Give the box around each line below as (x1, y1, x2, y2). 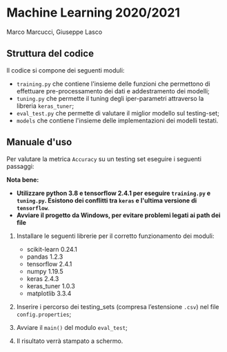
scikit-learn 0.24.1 (26, 245, 77, 253)
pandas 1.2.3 (26, 252, 63, 261)
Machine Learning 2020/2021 (6, 5, 181, 21)
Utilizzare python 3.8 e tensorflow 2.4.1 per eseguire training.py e (16, 189, 211, 197)
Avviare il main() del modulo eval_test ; (16, 323, 128, 331)
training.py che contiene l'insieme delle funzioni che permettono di (16, 80, 211, 88)
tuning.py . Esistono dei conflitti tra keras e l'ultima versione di (16, 196, 197, 205)
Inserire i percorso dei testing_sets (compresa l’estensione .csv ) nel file (16, 302, 219, 311)
